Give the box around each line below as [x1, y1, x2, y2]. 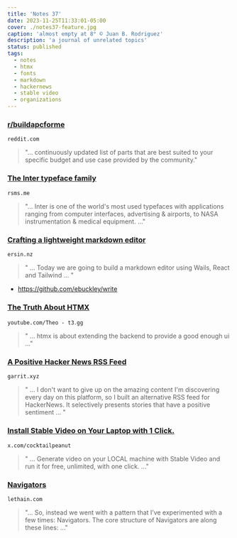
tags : [7, 50, 23, 57]
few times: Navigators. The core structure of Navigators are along [24, 516, 217, 525]
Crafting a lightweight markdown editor [7, 235, 146, 245]
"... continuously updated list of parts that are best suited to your [24, 148, 214, 157]
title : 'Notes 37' [7, 10, 62, 18]
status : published [7, 43, 62, 50]
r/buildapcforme [7, 119, 65, 129]
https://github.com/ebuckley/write [17, 285, 118, 293]
